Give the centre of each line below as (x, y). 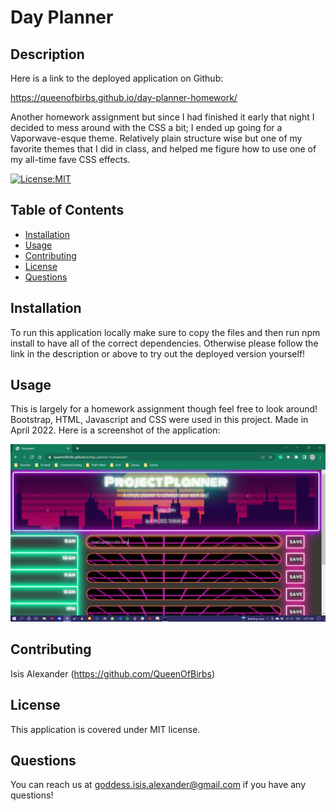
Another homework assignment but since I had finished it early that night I (162, 117)
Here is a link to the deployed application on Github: (117, 78)
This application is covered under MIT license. (105, 729)
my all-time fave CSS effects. (70, 159)
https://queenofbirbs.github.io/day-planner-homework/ (124, 97)
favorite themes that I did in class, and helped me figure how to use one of (163, 149)
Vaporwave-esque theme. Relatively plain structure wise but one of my (156, 138)
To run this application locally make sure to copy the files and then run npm (165, 332)
